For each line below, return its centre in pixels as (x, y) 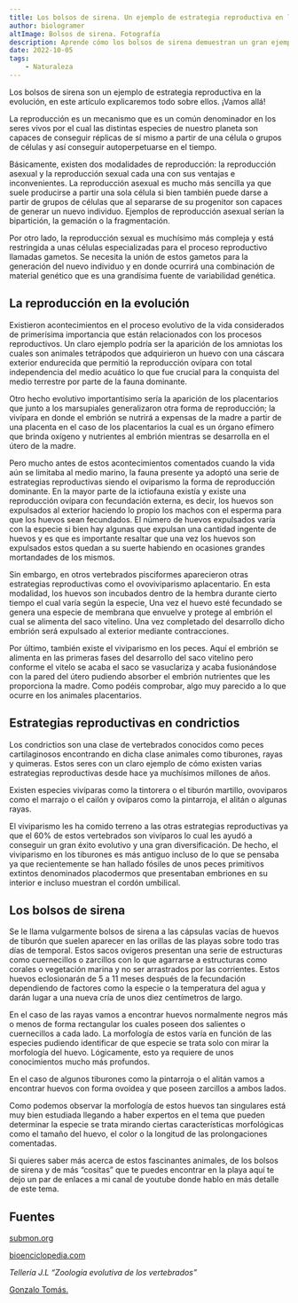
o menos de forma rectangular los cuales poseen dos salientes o (127, 1024)
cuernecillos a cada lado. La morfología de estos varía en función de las (141, 1033)
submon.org (31, 1238)
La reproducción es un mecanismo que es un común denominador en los (143, 118)
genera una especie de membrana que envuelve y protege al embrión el (141, 612)
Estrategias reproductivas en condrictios (125, 723)
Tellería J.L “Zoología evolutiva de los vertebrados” (103, 1273)
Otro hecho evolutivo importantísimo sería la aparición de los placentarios (144, 398)
